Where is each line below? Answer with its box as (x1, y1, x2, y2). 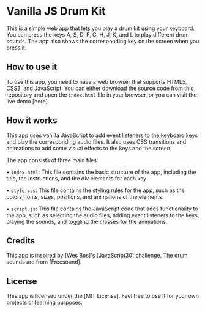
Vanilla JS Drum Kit (6, 4, 106, 18)
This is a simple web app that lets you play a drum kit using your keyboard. (6, 24, 195, 32)
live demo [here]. (6, 97, 50, 105)
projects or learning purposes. (6, 299, 83, 306)
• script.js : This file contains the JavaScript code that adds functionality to (6, 205, 198, 212)
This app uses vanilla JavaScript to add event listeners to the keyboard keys (6, 132, 198, 139)
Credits (6, 236, 35, 246)
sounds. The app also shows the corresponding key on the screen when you (6, 37, 199, 45)
